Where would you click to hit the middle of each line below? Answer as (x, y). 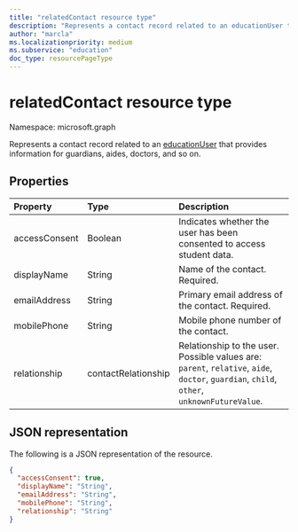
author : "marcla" (41, 34)
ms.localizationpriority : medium (71, 42)
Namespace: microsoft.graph (63, 127)
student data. (206, 254)
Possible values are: (220, 356)
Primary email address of (231, 294)
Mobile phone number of (230, 320)
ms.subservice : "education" (61, 51)
